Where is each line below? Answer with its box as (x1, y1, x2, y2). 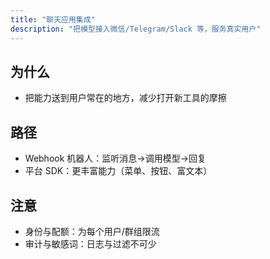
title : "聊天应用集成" (10, 14, 96, 25)
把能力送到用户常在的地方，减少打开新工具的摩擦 (24, 92, 227, 104)
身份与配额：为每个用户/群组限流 (24, 225, 160, 237)
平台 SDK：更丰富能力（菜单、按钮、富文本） (24, 165, 213, 177)
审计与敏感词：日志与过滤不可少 (24, 237, 157, 250)
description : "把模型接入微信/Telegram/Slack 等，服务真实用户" (10, 24, 262, 34)
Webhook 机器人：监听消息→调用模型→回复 (24, 152, 207, 165)
